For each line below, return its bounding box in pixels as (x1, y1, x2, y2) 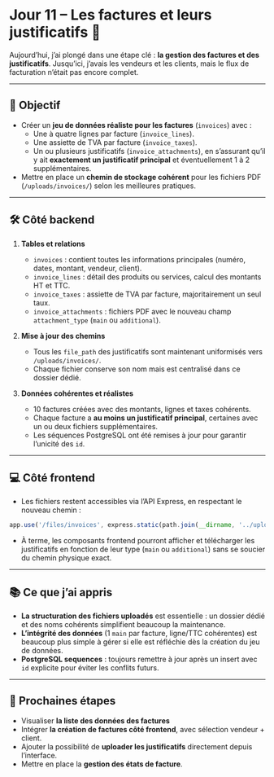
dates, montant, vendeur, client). (33, 263, 142, 273)
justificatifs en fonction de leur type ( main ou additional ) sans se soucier (20, 544, 266, 555)
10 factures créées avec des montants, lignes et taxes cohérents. (33, 404, 251, 414)
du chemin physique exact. (20, 553, 112, 563)
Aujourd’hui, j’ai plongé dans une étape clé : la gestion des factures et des (9, 50, 259, 59)
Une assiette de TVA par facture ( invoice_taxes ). (33, 137, 198, 147)
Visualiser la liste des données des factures (20, 715, 170, 726)
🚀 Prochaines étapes (9, 694, 116, 708)
